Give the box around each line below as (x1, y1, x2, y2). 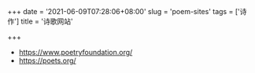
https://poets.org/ (18, 56, 76, 65)
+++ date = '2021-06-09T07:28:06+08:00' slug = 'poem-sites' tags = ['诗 (7, 7, 247, 16)
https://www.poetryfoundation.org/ (18, 48, 133, 57)
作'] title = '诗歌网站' (7, 16, 73, 26)
